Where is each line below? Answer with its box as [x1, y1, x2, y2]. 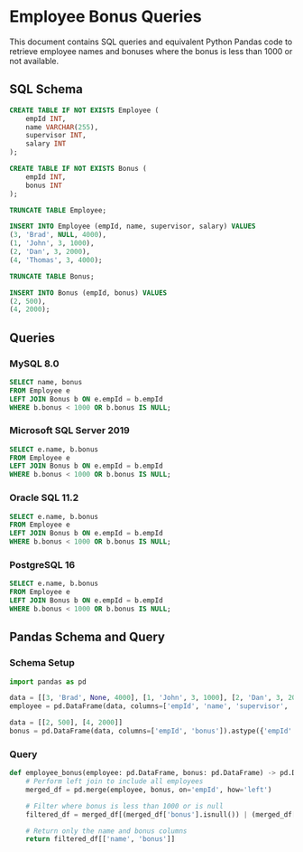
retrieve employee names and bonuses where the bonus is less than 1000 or [9, 45, 293, 56]
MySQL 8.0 [9, 357, 60, 370]
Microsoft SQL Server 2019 [9, 424, 131, 437]
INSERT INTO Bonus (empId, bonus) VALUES [9, 288, 168, 298]
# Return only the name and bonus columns [25, 826, 188, 836]
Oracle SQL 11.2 [9, 491, 79, 504]
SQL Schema [9, 81, 83, 97]
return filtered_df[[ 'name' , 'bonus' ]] [25, 835, 176, 844]
